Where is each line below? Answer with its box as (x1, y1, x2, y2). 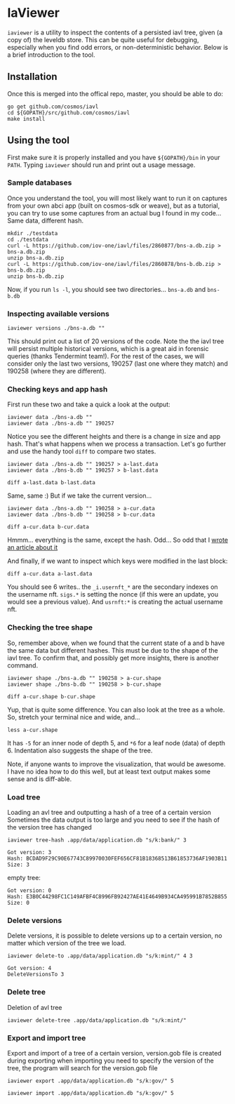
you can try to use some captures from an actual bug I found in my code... (7, 208, 222, 217)
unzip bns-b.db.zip (7, 272, 65, 280)
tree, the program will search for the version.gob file (7, 1063, 158, 1072)
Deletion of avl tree (7, 1003, 62, 1011)
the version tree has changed (7, 823, 93, 832)
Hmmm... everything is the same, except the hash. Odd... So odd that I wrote (7, 536, 229, 545)
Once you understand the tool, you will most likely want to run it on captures (7, 194, 228, 202)
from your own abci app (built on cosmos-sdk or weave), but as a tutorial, (7, 201, 220, 210)
